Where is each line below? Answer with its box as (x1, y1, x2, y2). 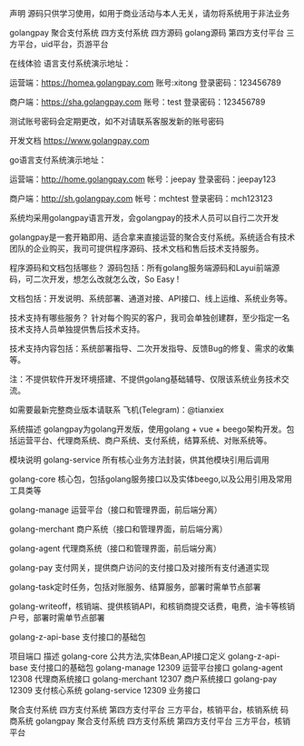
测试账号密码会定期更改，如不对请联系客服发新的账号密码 (9, 116, 224, 126)
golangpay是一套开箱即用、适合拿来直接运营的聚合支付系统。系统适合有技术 (9, 232, 296, 243)
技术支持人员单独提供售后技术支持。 (9, 323, 145, 334)
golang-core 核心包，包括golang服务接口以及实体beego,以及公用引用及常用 (9, 473, 293, 484)
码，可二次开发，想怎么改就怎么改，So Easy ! (9, 274, 180, 284)
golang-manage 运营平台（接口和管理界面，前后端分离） (9, 504, 222, 515)
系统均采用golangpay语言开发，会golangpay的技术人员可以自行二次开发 (9, 213, 279, 223)
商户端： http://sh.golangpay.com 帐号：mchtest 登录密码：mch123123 (9, 194, 273, 204)
